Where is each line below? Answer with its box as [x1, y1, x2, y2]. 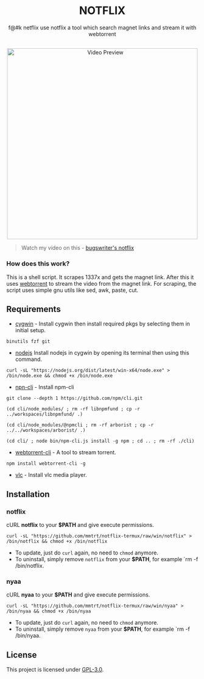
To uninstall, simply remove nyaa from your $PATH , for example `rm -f [15, 625, 190, 633]
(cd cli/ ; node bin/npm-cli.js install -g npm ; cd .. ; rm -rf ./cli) [6, 438, 195, 445]
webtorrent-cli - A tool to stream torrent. [15, 449, 117, 456]
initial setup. [15, 327, 46, 334]
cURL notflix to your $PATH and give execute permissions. [6, 521, 154, 529]
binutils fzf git [6, 338, 51, 345]
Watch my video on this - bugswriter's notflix [21, 244, 135, 252]
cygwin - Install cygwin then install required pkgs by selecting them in [15, 320, 191, 327]
